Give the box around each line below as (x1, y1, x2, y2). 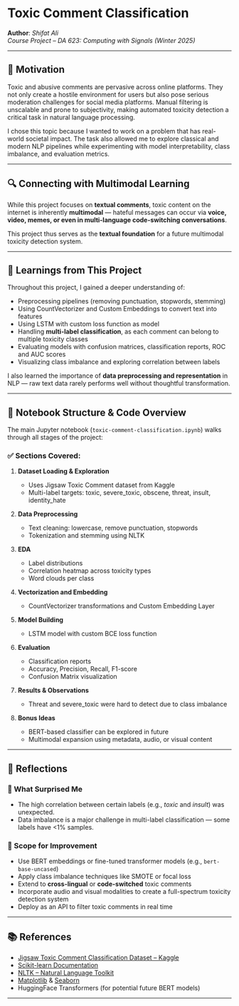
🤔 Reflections (7, 763, 68, 775)
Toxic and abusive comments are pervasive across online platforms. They (7, 82, 223, 91)
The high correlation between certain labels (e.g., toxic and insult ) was (17, 800, 225, 809)
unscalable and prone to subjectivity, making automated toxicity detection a (7, 105, 229, 114)
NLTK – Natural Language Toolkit (17, 969, 115, 977)
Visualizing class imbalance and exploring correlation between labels (17, 358, 221, 366)
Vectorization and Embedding (17, 588, 108, 597)
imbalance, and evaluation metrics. (7, 149, 110, 158)
